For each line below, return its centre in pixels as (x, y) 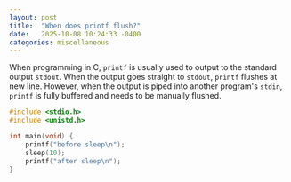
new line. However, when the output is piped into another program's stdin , (146, 86)
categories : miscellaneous (59, 42)
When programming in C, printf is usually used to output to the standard (143, 67)
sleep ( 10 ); (45, 153)
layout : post (33, 17)
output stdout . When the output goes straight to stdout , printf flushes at (143, 77)
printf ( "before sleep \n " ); (75, 144)
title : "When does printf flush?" (75, 26)
